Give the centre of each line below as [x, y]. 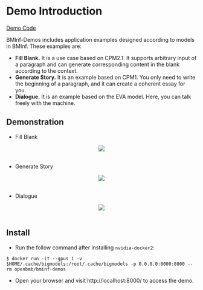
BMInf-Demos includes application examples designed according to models [101, 39]
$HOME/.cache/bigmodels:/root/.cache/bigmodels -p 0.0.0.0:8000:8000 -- [100, 264]
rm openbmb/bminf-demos [36, 269]
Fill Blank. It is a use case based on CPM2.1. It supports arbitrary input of [106, 58]
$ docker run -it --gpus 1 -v [44, 258]
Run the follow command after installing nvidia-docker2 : [85, 248]
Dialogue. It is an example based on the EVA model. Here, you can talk [103, 96]
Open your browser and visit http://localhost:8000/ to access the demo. [105, 280]
